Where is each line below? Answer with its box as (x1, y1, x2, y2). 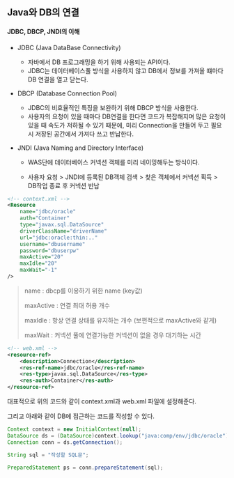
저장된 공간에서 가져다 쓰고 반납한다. (35, 130, 134, 138)
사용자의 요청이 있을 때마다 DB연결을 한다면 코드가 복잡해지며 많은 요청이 (27, 112, 226, 121)
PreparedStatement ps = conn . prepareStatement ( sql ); (7, 464, 164, 471)
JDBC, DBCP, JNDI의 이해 (7, 27, 80, 36)
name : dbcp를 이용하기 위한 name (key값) (24, 286, 143, 295)
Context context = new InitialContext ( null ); (7, 426, 141, 433)
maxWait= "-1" (19, 267, 58, 274)
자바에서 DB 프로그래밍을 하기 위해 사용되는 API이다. (27, 58, 171, 66)
